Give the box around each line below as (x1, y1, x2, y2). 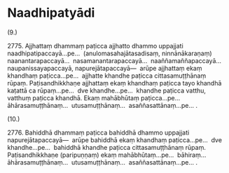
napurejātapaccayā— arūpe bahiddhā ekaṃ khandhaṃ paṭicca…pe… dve (7, 135, 223, 144)
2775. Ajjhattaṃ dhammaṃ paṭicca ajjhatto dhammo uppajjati (7, 41, 183, 50)
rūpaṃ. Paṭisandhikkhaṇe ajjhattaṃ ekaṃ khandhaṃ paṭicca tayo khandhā (7, 78, 222, 87)
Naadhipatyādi (7, 5, 95, 21)
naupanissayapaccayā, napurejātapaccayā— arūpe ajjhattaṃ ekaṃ (7, 64, 202, 72)
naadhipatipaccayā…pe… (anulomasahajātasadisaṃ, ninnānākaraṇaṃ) (7, 49, 212, 57)
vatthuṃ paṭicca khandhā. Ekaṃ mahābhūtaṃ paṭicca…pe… (7, 93, 181, 102)
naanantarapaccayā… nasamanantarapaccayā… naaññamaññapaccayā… (7, 56, 222, 64)
